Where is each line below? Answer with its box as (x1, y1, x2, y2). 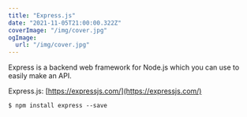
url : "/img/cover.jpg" (15, 41, 90, 49)
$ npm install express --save (8, 102, 108, 110)
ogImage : (8, 33, 37, 42)
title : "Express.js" (8, 11, 77, 20)
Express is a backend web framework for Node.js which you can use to (8, 62, 240, 72)
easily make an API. (8, 71, 73, 81)
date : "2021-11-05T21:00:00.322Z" (8, 19, 122, 27)
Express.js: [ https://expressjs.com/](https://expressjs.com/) (8, 86, 202, 96)
